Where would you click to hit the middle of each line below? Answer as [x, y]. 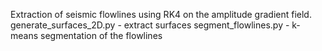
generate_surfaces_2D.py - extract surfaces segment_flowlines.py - [150, 25]
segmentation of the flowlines [101, 35]
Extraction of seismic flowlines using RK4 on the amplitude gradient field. [161, 14]
